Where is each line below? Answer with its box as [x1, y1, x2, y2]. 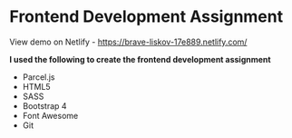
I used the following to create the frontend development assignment [9, 54, 271, 64]
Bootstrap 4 [22, 100, 67, 111]
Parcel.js [22, 71, 56, 83]
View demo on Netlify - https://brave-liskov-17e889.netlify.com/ [9, 36, 248, 47]
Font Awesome [22, 110, 79, 121]
